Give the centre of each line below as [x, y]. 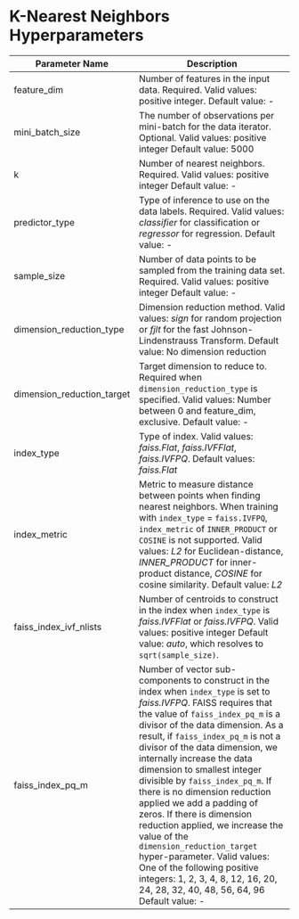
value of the [164, 836]
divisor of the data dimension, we [209, 747]
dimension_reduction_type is [198, 388]
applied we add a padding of [198, 802]
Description [212, 63]
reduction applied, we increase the [211, 825]
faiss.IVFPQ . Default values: [197, 458]
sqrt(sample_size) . [179, 654]
